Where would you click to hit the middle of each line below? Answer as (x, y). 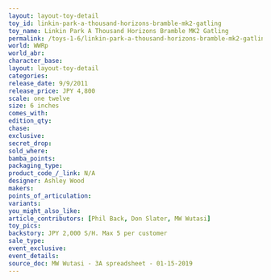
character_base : (35, 61)
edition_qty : (30, 121)
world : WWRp (28, 46)
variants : (25, 203)
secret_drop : (30, 143)
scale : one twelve (39, 98)
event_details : (34, 256)
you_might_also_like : (45, 211)
